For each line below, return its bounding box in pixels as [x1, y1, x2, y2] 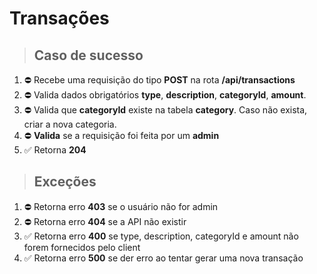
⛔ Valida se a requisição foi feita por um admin [23, 130, 220, 141]
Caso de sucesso [33, 47, 144, 64]
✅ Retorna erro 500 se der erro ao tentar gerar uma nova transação [23, 252, 304, 264]
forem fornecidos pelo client [23, 241, 141, 253]
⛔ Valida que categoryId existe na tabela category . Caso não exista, [23, 104, 308, 116]
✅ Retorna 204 [23, 144, 87, 156]
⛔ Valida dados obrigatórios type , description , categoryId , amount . [23, 89, 307, 101]
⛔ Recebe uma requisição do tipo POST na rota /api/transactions [23, 74, 296, 86]
